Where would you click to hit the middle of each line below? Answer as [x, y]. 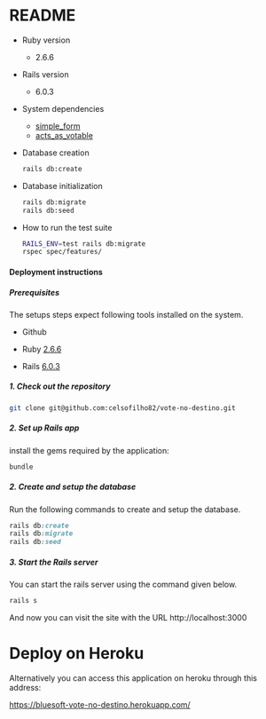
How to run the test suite [67, 227]
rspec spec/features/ [62, 252]
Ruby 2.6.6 [42, 349]
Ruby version [46, 40]
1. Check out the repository [60, 386]
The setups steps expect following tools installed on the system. [126, 314]
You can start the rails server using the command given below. [123, 585]
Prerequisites [35, 292]
